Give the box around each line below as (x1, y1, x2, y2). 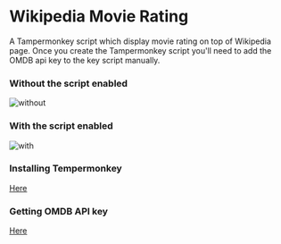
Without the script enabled (9, 77, 128, 89)
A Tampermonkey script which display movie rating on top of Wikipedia (9, 36, 272, 46)
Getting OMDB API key (9, 205, 109, 217)
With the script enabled (9, 120, 113, 132)
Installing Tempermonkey (9, 163, 122, 175)
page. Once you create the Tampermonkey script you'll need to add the (9, 45, 272, 55)
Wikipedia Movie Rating (9, 6, 189, 27)
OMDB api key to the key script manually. (9, 55, 161, 65)
